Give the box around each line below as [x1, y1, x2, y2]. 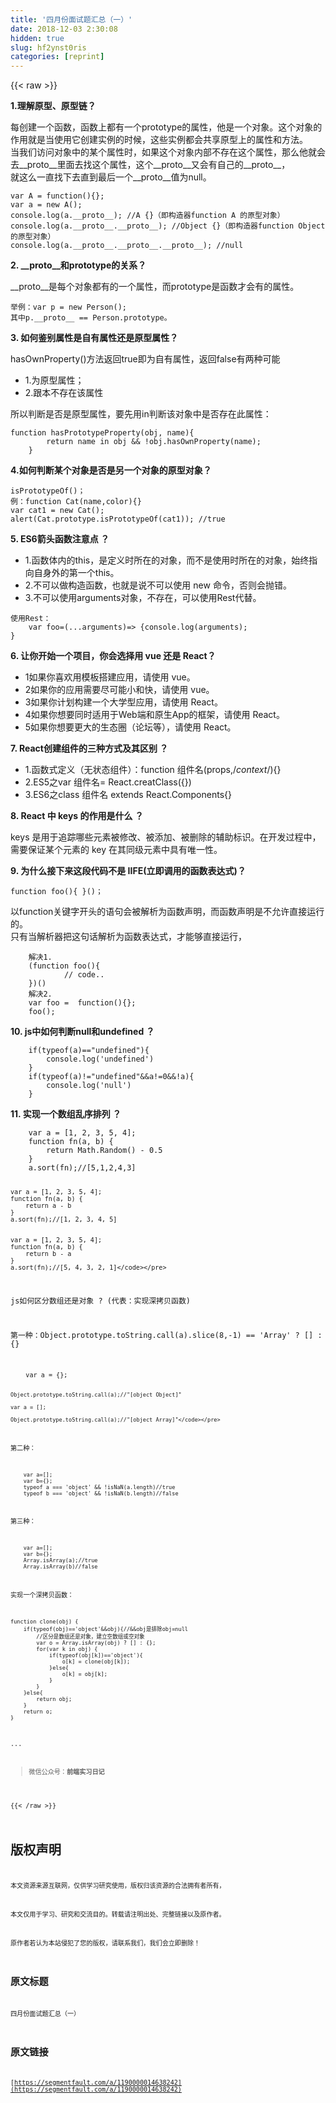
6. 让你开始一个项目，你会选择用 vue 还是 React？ [10, 650, 217, 662]
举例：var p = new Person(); [10, 302, 128, 313]
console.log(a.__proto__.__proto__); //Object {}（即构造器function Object [10, 221, 326, 231]
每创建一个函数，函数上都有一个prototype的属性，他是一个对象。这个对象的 [10, 121, 323, 133]
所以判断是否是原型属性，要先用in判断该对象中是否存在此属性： [10, 408, 272, 420]
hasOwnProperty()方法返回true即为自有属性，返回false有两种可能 [10, 353, 281, 365]
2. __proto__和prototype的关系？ [10, 259, 147, 271]
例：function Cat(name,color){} [10, 497, 142, 507]
